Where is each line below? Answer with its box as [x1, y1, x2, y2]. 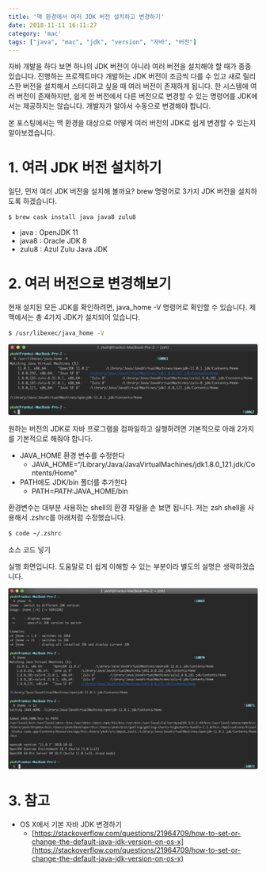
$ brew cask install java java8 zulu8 [8, 213, 136, 221]
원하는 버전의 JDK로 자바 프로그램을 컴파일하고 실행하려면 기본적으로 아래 [8, 424, 236, 434]
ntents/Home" [31, 468, 78, 478]
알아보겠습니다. [8, 128, 55, 138]
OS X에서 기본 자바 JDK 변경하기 [19, 819, 123, 829]
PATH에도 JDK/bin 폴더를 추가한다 [19, 478, 128, 487]
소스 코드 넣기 [8, 544, 51, 554]
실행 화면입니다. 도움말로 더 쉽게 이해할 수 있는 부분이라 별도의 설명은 [8, 562, 222, 571]
